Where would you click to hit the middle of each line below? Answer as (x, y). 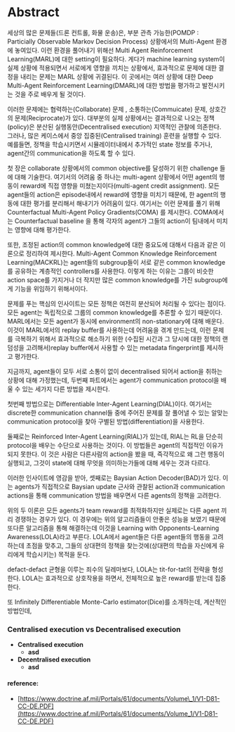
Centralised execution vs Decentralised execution (94, 629)
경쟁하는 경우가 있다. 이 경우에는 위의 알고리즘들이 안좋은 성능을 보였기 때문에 (120, 519)
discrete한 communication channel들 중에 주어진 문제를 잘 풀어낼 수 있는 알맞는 (118, 412)
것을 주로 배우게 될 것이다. (50, 94)
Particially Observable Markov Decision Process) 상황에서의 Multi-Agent (110, 41)
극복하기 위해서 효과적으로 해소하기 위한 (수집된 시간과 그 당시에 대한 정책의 (117, 339)
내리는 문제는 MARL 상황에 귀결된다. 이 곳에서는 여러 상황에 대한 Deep (117, 76)
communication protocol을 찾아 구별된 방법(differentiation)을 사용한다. (106, 421)
